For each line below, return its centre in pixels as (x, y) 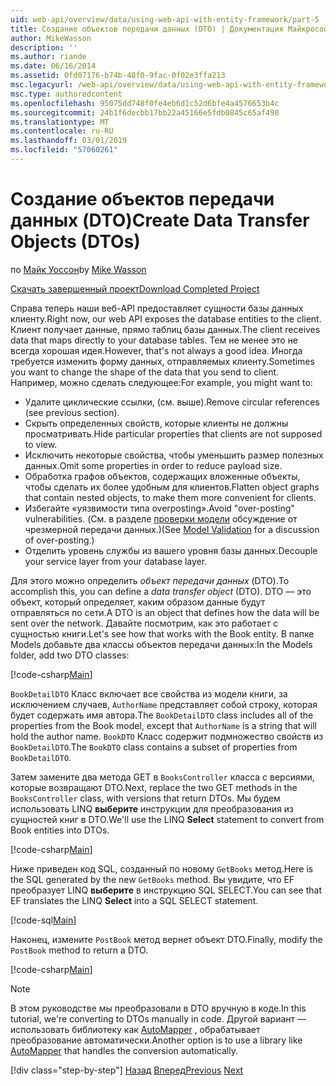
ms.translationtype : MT (60, 122)
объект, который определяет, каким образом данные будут (138, 602)
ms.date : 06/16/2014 (53, 66)
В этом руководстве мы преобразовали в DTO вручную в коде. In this (158, 1008)
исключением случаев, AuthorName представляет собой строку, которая (164, 704)
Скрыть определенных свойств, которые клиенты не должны (156, 423)
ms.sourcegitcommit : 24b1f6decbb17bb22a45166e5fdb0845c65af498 (145, 112)
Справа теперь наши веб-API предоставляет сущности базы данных (157, 308)
